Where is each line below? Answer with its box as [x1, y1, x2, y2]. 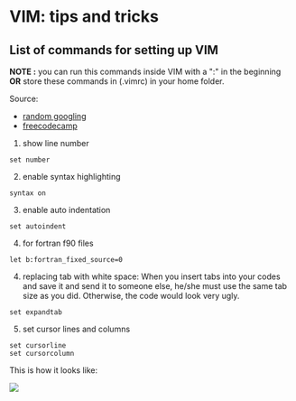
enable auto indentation [22, 205, 111, 215]
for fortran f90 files [22, 238, 94, 248]
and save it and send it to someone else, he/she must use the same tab [22, 281, 287, 291]
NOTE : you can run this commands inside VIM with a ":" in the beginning [9, 66, 282, 77]
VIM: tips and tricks [9, 6, 160, 27]
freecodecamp [22, 120, 79, 131]
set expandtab [9, 308, 63, 317]
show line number [22, 138, 89, 148]
